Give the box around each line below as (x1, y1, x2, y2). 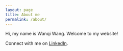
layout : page (5, 7, 33, 13)
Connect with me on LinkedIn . (5, 40, 68, 46)
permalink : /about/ (5, 17, 47, 22)
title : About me (5, 12, 40, 17)
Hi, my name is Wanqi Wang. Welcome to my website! (5, 31, 118, 37)
